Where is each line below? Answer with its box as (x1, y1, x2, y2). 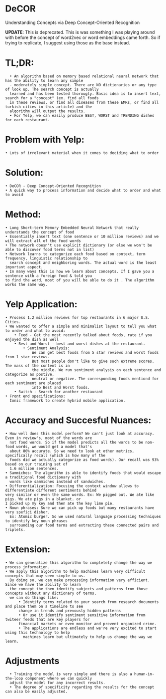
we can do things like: (9, 595, 59, 600)
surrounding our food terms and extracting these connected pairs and (9, 522, 159, 528)
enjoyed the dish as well (5, 337, 59, 342)
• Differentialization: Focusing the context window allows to (5, 483, 139, 488)
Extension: (5, 543, 51, 555)
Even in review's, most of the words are (5, 435, 92, 441)
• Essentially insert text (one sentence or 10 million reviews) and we (5, 234, 159, 239)
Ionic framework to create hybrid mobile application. (9, 398, 126, 403)
